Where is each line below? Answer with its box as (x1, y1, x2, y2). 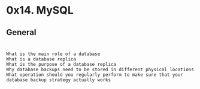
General (6, 27, 37, 37)
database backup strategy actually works (6, 77, 111, 83)
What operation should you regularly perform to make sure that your (6, 72, 184, 78)
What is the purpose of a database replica (6, 61, 117, 67)
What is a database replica (6, 56, 77, 62)
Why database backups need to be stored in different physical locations (6, 66, 195, 72)
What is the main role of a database (6, 51, 101, 57)
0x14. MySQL (6, 4, 74, 17)
